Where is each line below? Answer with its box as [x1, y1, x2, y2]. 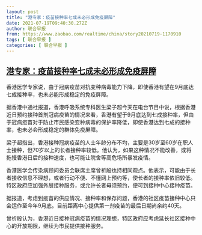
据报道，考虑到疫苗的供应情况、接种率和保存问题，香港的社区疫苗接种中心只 [6, 194, 196, 201]
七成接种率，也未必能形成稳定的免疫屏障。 [6, 91, 112, 98]
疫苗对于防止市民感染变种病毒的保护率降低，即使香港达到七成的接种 [22, 118, 191, 126]
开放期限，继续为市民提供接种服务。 [16, 222, 106, 229]
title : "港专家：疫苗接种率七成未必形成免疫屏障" [6, 14, 116, 20]
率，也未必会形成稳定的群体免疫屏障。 [6, 126, 101, 133]
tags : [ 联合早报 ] [6, 37, 52, 43]
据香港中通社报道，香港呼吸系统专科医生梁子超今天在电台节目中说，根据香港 [6, 103, 196, 111]
